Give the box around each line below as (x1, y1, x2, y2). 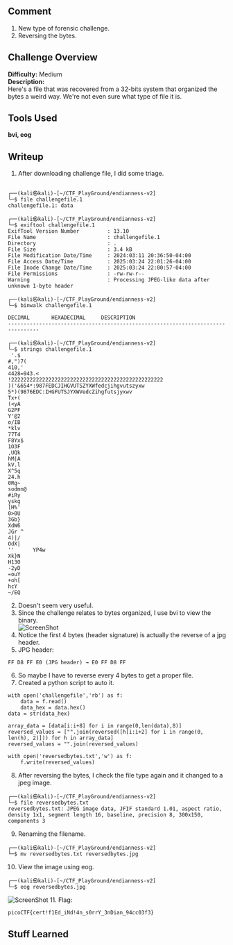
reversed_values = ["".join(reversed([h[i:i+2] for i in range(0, (8, 729, 204, 736)
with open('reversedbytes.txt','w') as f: (8, 753, 132, 760)
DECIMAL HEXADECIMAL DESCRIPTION (8, 314, 136, 322)
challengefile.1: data (8, 202, 74, 209)
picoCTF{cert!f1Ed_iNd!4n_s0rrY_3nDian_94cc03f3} (8, 910, 155, 917)
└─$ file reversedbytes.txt (8, 799, 89, 807)
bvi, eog (8, 131, 32, 139)
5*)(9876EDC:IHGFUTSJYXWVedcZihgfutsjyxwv (8, 388, 132, 395)
